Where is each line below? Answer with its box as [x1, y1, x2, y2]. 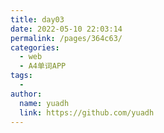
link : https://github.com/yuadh [19, 107, 155, 118]
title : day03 [10, 14, 65, 25]
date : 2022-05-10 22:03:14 [10, 24, 123, 34]
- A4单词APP [19, 61, 67, 71]
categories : [10, 42, 60, 53]
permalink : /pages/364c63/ [10, 33, 123, 43]
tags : [10, 71, 33, 81]
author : [10, 89, 43, 99]
